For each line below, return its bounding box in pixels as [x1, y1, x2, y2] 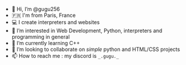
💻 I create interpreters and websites [11, 19, 100, 26]
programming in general [11, 33, 70, 40]
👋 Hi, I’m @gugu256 [11, 6, 60, 12]
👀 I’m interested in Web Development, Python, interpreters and [11, 27, 163, 34]
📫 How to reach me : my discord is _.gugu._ [11, 53, 119, 59]
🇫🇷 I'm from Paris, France [11, 12, 76, 19]
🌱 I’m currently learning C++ [11, 40, 80, 46]
